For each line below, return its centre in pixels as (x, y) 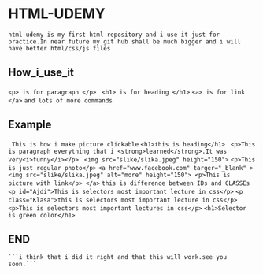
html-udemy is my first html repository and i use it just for (114, 35)
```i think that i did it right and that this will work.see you (117, 257)
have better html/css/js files (59, 48)
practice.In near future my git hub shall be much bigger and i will (125, 41)
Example (30, 125)
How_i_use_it (41, 73)
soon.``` (22, 265)
